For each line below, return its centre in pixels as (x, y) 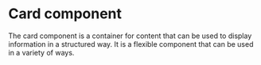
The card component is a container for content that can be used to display (130, 36)
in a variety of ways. (41, 52)
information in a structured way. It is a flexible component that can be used (131, 44)
